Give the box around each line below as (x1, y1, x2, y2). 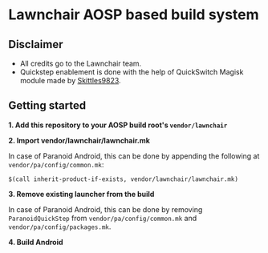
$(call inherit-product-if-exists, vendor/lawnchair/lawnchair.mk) (8, 175, 239, 183)
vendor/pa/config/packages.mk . (8, 222, 112, 231)
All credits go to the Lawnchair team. (19, 58, 142, 68)
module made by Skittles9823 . (19, 76, 122, 85)
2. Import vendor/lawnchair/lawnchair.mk (8, 135, 151, 145)
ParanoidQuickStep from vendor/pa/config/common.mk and (8, 213, 197, 223)
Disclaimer (8, 38, 63, 51)
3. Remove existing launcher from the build (8, 189, 155, 199)
